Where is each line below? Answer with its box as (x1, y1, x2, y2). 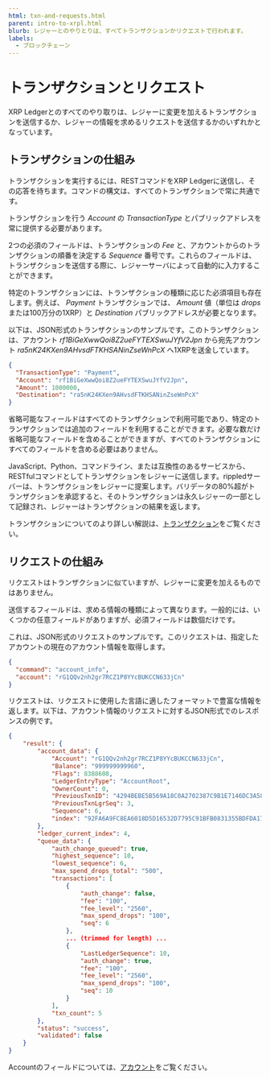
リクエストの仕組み (8, 555, 104, 568)
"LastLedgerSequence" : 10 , (80, 949, 171, 957)
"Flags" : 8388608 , (51, 770, 113, 778)
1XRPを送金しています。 (174, 345, 253, 354)
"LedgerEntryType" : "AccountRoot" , (51, 777, 171, 785)
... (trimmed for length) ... (65, 935, 167, 943)
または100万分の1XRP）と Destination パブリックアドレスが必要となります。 (8, 308, 261, 317)
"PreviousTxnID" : (51, 792, 110, 800)
